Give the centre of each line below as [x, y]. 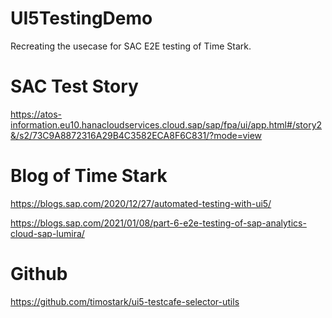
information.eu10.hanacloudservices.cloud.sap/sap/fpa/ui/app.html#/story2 [166, 124]
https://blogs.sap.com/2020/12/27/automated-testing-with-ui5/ [141, 203]
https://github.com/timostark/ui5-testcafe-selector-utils [125, 301]
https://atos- [36, 114]
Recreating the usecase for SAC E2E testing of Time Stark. [131, 46]
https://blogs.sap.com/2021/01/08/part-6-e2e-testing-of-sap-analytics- [158, 223]
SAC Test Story [74, 86]
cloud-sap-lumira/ [47, 233]
